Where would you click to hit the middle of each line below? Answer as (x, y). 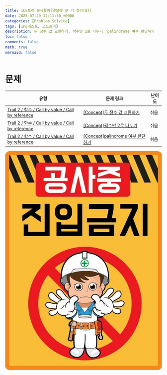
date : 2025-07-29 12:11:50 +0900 (40, 16)
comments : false (22, 42)
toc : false (16, 37)
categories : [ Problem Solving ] (38, 21)
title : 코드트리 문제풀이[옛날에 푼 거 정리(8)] (48, 10)
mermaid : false (21, 52)
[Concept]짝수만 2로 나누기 (110, 126)
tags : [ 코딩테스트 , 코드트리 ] (32, 26)
